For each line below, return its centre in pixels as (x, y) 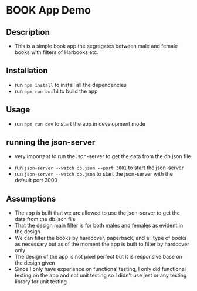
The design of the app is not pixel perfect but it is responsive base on (98, 257)
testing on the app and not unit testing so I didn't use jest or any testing (101, 275)
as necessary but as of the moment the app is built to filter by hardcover (102, 244)
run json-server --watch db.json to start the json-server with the (94, 174)
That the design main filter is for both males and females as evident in (99, 225)
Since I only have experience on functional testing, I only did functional (100, 269)
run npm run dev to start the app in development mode (80, 123)
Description (28, 32)
